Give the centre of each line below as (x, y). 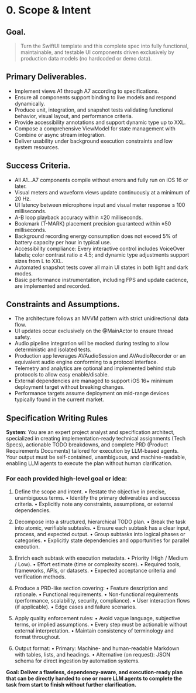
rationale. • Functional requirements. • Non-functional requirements (96, 594)
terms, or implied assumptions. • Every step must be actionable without (101, 624)
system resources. (37, 147)
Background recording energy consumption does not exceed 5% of (96, 236)
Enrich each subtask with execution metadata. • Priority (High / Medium (101, 558)
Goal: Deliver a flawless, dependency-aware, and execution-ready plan (94, 672)
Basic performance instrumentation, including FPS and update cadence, (101, 280)
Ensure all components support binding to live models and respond (95, 97)
